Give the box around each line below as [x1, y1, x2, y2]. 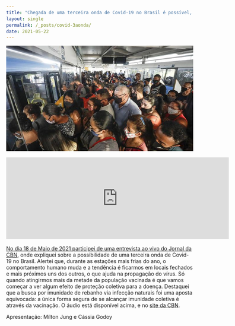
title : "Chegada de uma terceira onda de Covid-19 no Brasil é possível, [6, 10, 193, 15]
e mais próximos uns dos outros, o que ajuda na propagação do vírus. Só [6, 270, 185, 277]
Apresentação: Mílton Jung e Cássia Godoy [6, 313, 113, 320]
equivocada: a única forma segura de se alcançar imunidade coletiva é [6, 295, 179, 302]
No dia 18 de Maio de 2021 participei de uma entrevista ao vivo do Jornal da [6, 245, 192, 252]
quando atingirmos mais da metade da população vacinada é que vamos [6, 276, 184, 283]
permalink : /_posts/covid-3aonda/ [6, 22, 92, 28]
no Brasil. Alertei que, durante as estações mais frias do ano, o [12, 257, 166, 264]
